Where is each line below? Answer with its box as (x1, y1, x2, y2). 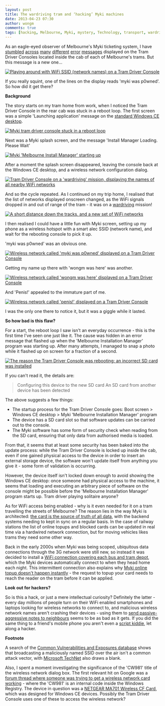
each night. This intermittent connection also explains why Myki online (5, 565, 147, 571)
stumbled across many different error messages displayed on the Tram (5, 49, 149, 55)
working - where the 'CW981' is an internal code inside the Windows (5, 680, 144, 686)
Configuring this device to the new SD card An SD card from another (17, 382, 156, 388)
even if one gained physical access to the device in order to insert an (5, 453, 145, 458)
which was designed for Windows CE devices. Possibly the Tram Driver (5, 691, 150, 697)
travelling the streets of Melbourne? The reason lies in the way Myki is (5, 508, 147, 514)
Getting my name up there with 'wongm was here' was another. (5, 265, 134, 271)
